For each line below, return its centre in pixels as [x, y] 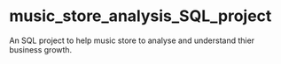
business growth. [41, 49]
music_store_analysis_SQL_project [140, 16]
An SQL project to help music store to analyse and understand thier [132, 40]
